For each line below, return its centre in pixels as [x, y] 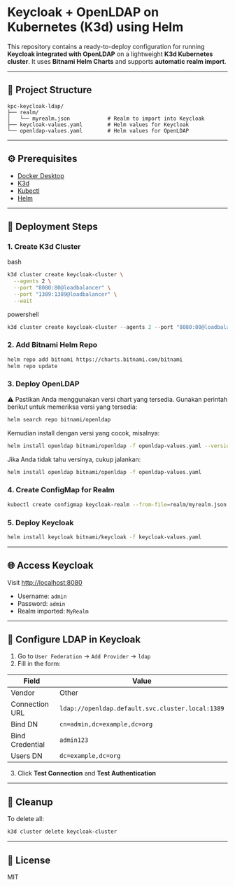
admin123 [74, 740]
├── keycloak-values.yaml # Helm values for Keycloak [98, 124]
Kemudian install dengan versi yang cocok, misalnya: [84, 433]
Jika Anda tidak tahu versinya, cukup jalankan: [74, 459]
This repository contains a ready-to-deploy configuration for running [106, 46]
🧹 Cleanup [30, 802]
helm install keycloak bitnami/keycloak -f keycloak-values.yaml [104, 537]
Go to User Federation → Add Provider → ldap [84, 656]
